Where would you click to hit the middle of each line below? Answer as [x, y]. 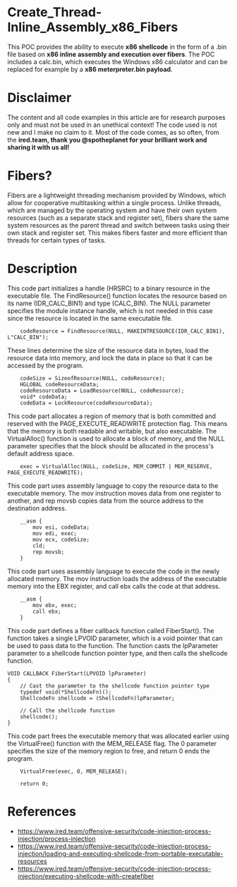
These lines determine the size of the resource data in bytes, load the [108, 350]
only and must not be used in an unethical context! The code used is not [112, 125]
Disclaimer [39, 98]
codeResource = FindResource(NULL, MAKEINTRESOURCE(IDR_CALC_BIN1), [123, 331]
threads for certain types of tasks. [57, 240]
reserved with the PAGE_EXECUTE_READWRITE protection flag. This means [117, 423]
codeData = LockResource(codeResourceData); [86, 403]
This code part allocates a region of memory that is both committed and [112, 416]
